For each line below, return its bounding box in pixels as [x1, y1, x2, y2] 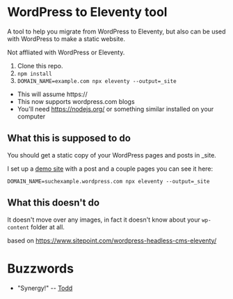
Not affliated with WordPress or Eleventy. [7, 48, 125, 56]
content [7, 224, 30, 231]
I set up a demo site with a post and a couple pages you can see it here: [7, 164, 214, 173]
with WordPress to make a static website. [7, 34, 125, 43]
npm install [17, 70, 52, 77]
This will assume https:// [17, 90, 88, 98]
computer [17, 112, 46, 121]
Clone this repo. [17, 61, 63, 70]
